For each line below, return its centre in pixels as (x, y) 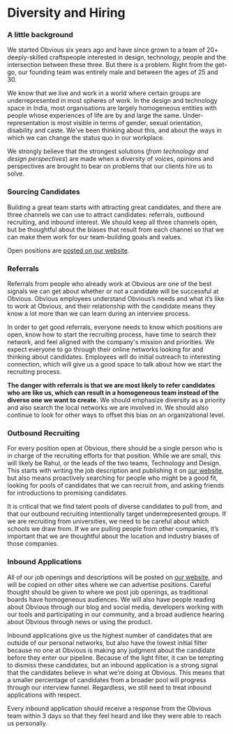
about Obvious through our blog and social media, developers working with (115, 607)
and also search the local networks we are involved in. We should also (108, 408)
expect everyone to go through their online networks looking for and (105, 350)
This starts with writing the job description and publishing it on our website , (115, 471)
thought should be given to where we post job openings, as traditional (107, 592)
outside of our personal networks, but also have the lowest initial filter (107, 642)
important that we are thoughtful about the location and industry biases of (113, 536)
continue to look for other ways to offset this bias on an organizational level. (116, 415)
